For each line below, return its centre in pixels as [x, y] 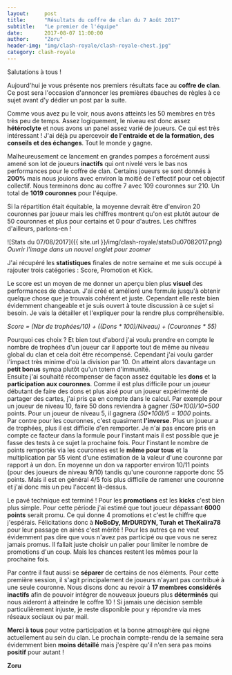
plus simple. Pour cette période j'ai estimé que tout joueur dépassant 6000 [114, 507]
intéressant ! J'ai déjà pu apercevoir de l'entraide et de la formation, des [111, 135]
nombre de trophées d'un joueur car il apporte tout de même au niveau [108, 347]
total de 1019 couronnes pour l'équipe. [62, 193]
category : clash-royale [41, 53]
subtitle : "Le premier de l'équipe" [63, 26]
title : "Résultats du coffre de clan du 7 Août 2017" [94, 20]
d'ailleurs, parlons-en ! [39, 228]
